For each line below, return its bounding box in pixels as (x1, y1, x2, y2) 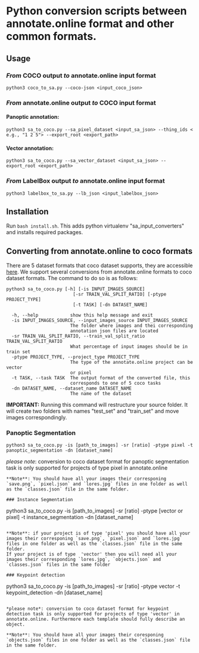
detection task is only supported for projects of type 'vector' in (6, 611, 180, 617)
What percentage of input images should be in (70, 344, 188, 350)
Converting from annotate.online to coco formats (6, 246, 192, 256)
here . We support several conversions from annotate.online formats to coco (6, 268, 192, 275)
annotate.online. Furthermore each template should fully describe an (6, 617, 185, 623)
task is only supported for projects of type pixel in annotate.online (6, 464, 168, 471)
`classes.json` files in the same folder (6, 562, 111, 568)
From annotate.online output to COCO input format (6, 99, 156, 107)
